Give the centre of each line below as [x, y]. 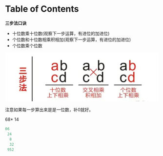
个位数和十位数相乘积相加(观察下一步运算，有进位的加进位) [71, 39]
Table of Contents [42, 9]
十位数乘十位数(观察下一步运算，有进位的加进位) [61, 33]
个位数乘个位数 [27, 45]
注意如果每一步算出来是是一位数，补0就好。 [49, 110]
